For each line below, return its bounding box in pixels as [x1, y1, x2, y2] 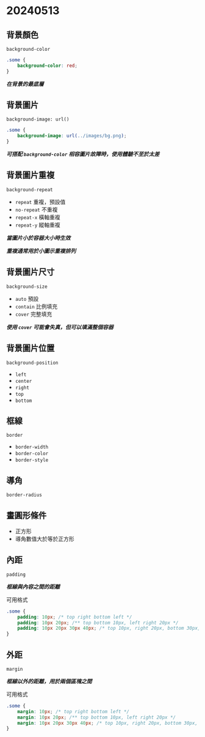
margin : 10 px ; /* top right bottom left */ [17, 708, 130, 714]
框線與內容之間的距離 [6, 583, 60, 590]
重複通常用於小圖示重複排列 [6, 247, 76, 254]
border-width [15, 444, 49, 450]
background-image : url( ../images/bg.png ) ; [17, 133, 127, 139]
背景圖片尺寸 [6, 267, 55, 278]
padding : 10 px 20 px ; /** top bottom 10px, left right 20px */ [17, 619, 179, 626]
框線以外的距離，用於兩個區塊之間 [6, 678, 92, 685]
